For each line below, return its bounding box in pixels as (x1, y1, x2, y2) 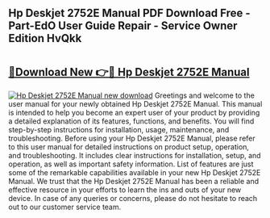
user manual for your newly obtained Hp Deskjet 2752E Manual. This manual (8, 99, 263, 108)
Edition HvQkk (8, 31, 82, 45)
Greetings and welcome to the (154, 90, 255, 100)
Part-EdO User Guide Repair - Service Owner (8, 19, 238, 33)
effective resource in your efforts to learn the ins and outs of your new (8, 185, 242, 195)
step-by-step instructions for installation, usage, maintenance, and (8, 125, 230, 134)
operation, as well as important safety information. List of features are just (8, 159, 254, 169)
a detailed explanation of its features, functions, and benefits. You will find (8, 116, 255, 126)
